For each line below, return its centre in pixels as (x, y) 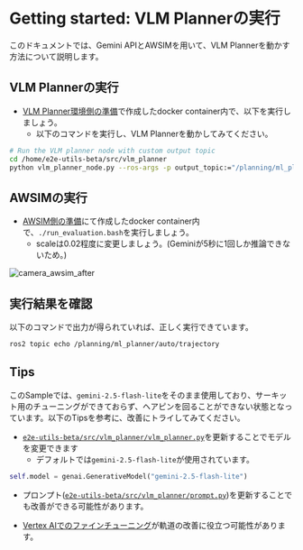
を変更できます (50, 448)
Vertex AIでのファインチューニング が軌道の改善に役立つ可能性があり (150, 525)
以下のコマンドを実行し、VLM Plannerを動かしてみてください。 (154, 133)
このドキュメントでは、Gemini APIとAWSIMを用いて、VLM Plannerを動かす (150, 45)
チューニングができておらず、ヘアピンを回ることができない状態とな (159, 406)
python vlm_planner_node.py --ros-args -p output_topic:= (120, 168)
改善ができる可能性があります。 (89, 506)
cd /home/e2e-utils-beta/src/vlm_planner (88, 159)
